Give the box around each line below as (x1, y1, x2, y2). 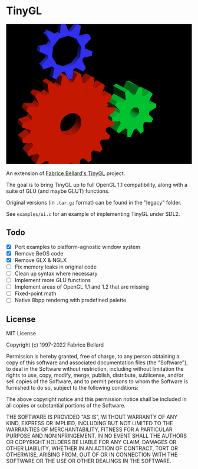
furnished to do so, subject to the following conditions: (6, 384, 138, 392)
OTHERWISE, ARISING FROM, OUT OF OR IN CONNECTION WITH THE (6, 451, 178, 458)
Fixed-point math (14, 290, 57, 297)
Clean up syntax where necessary (14, 270, 98, 277)
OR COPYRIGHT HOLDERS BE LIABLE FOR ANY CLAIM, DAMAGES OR (6, 439, 177, 446)
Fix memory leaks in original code (14, 263, 97, 270)
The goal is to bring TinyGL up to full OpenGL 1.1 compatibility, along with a (6, 181, 187, 188)
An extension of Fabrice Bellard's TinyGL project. (6, 170, 126, 177)
